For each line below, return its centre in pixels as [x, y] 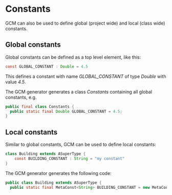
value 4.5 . [16, 82]
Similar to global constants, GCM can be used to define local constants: [81, 145]
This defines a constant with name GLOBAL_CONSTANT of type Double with [86, 76]
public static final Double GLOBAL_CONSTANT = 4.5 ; [66, 111]
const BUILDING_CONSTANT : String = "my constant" [70, 159]
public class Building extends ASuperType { [53, 183]
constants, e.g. [21, 97]
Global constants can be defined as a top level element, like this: [73, 57]
